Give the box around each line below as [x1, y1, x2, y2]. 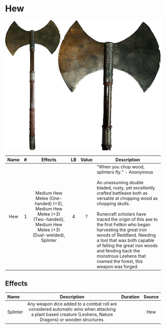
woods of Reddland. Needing [96, 232, 156, 238]
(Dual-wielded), [32, 232, 66, 238]
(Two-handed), [33, 216, 65, 222]
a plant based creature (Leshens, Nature [31, 312, 113, 318]
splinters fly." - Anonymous [96, 169, 153, 175]
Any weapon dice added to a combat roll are [27, 301, 117, 307]
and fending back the [96, 247, 140, 253]
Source [143, 293, 159, 299]
